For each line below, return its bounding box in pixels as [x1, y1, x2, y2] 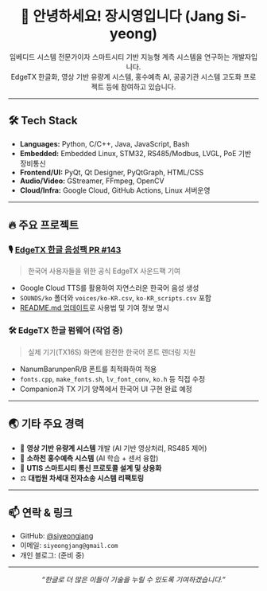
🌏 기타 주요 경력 [8, 417, 85, 431]
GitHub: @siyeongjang [19, 531, 94, 541]
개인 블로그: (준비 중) [19, 550, 85, 560]
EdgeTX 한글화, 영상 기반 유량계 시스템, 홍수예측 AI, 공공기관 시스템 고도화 [10, 72, 242, 81]
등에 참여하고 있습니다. [106, 81, 176, 92]
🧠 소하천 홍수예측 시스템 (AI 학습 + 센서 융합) [19, 453, 159, 463]
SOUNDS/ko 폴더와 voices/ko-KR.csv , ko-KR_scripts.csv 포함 [19, 293, 212, 303]
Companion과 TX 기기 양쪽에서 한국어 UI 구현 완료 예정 [19, 384, 192, 393]
